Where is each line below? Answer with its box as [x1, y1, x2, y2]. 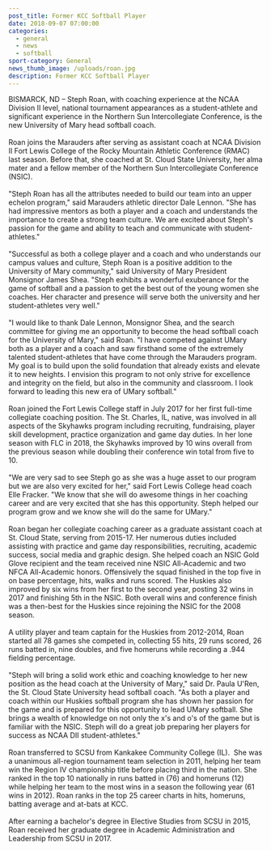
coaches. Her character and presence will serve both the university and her [8, 292, 260, 302]
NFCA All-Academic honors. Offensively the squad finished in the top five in [8, 567, 261, 577]
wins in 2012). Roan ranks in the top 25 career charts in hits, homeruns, [8, 790, 246, 800]
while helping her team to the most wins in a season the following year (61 [8, 781, 255, 791]
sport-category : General [8, 57, 92, 66]
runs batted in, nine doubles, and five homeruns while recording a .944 [8, 644, 245, 654]
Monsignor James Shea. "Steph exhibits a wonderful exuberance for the [8, 274, 249, 284]
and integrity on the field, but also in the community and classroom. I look [8, 378, 253, 387]
